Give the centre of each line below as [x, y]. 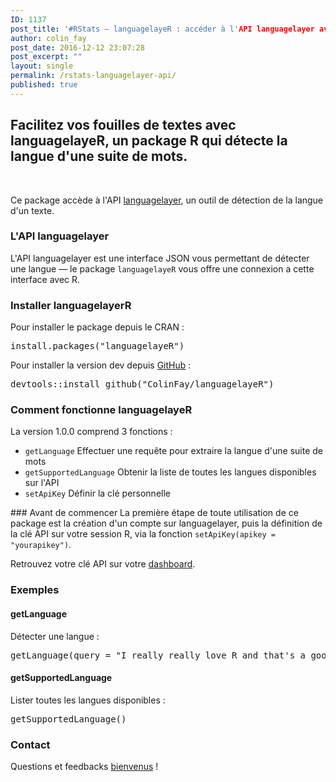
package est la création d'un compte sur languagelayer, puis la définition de [166, 523]
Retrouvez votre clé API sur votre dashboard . [103, 564]
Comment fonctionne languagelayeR [101, 410]
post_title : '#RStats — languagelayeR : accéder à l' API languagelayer [162, 29]
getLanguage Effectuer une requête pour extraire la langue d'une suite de [173, 451]
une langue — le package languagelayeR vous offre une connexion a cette [162, 268]
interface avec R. [45, 279]
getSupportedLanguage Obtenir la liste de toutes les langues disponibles [170, 472]
